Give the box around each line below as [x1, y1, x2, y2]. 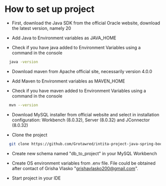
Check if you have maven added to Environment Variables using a [11, 88, 147, 93]
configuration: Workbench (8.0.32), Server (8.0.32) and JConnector [11, 117, 150, 123]
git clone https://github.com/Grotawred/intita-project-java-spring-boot [9, 141, 165, 146]
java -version [9, 59, 38, 64]
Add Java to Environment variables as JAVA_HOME [11, 35, 116, 41]
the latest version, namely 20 [11, 25, 71, 31]
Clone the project [11, 132, 48, 138]
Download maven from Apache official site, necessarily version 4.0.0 [11, 68, 152, 74]
